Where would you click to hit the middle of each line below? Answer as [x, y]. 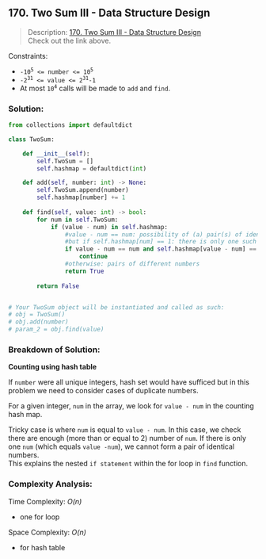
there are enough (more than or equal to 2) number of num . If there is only [127, 438]
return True [84, 271]
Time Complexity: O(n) [45, 501]
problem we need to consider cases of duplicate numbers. [104, 391]
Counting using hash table [53, 367]
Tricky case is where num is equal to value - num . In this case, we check [125, 430]
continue [93, 257]
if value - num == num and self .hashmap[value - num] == [161, 249]
